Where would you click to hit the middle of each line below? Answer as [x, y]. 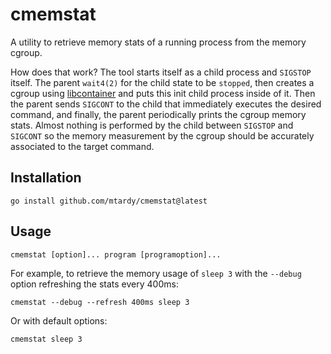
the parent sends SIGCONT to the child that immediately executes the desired [166, 104]
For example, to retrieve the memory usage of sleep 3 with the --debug [156, 273]
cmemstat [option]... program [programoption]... [116, 254]
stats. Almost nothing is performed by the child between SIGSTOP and [152, 125]
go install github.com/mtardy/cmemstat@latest [109, 201]
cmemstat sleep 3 [46, 339]
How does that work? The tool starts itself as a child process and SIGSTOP [161, 72]
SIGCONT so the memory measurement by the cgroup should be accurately [162, 135]
